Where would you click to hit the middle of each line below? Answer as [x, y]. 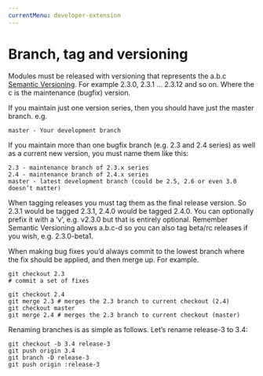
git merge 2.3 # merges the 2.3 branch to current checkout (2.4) [119, 301]
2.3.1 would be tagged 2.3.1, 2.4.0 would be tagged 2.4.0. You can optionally [131, 211]
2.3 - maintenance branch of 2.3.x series [79, 168]
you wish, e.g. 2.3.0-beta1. [51, 236]
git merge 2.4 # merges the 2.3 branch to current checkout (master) [124, 315]
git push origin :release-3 [54, 364]
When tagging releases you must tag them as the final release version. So [128, 202]
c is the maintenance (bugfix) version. [69, 92]
